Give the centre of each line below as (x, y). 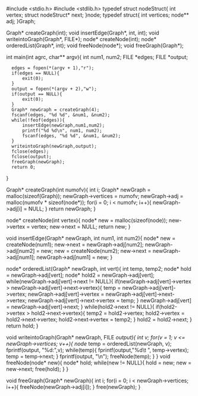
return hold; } (22, 326)
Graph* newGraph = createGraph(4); (56, 110)
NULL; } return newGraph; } (62, 209)
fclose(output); (32, 157)
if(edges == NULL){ (36, 73)
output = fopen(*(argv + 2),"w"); (54, 89)
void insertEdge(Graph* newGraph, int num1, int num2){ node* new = (91, 238)
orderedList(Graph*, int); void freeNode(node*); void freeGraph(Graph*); (95, 45)
